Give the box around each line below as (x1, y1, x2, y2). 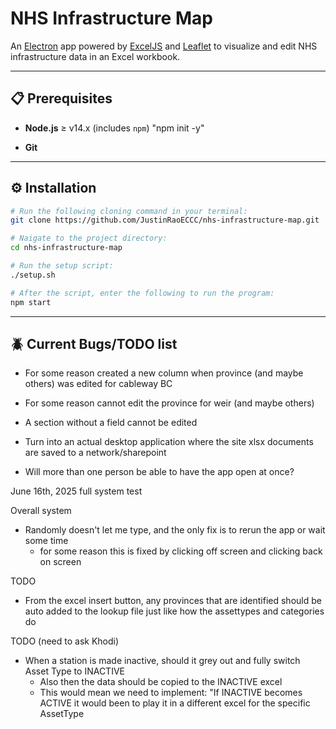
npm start (10, 297, 52, 307)
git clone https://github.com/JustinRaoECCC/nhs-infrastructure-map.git (10, 215, 320, 226)
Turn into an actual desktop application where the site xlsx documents (24, 436, 314, 448)
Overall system (10, 505, 72, 517)
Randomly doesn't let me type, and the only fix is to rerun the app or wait (24, 524, 326, 536)
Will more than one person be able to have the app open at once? (24, 466, 295, 478)
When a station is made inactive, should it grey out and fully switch (24, 655, 301, 667)
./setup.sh (10, 270, 56, 280)
